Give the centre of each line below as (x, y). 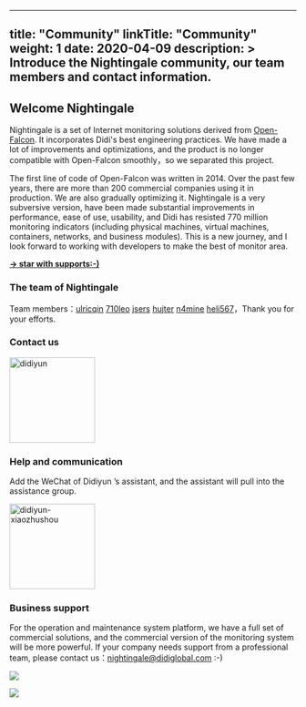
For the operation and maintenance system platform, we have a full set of (147, 628)
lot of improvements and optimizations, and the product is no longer (137, 149)
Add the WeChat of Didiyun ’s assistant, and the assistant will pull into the (147, 482)
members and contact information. (111, 77)
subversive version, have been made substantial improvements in (132, 208)
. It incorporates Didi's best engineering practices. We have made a (160, 140)
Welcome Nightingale (72, 108)
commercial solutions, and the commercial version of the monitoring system (152, 638)
